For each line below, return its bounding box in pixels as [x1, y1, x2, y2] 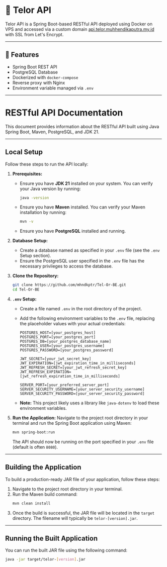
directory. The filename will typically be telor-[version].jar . [12, 515, 138, 521]
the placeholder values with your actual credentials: [19, 321, 126, 326]
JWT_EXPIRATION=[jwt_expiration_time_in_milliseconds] [19, 361, 136, 366]
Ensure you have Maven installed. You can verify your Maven [19, 204, 146, 210]
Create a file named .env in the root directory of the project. [19, 306, 142, 311]
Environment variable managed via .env [12, 85, 94, 91]
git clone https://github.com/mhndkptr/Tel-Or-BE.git [12, 283, 126, 287]
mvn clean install [12, 501, 51, 506]
